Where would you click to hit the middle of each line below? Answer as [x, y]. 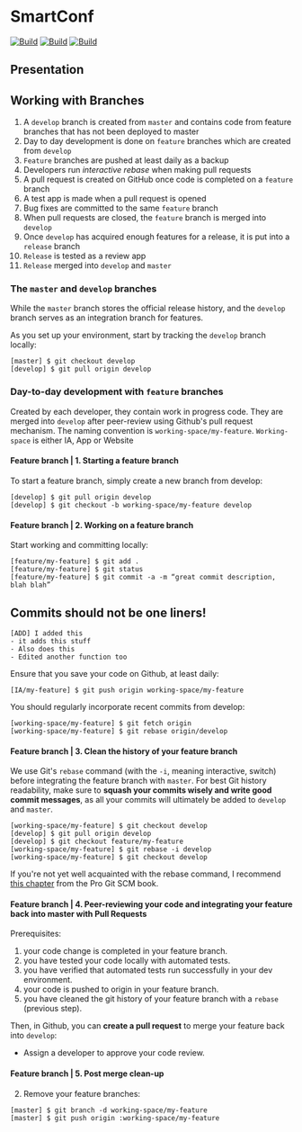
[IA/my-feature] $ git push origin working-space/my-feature [127, 690]
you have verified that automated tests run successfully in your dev [148, 970]
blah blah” [31, 585]
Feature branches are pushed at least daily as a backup [126, 160]
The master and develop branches [84, 289]
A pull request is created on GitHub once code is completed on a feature [158, 180]
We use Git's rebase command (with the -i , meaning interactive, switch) [143, 771]
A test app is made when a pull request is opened [115, 199]
